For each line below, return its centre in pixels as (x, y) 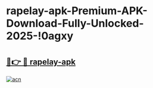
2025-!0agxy (40, 36)
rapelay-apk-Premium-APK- (77, 11)
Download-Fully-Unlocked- (75, 23)
